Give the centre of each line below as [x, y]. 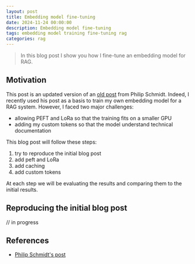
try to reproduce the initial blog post [58, 153]
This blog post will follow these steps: [52, 142]
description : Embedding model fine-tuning [59, 28]
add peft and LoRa [37, 160]
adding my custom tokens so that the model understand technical [94, 124]
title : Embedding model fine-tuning [51, 17]
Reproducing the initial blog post [67, 208]
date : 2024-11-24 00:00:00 [39, 22]
